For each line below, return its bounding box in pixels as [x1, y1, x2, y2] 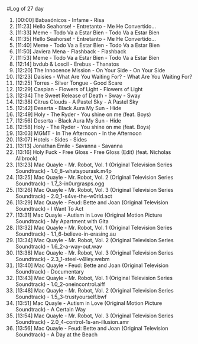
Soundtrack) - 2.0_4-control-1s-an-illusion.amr [15, 319, 129, 325]
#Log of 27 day [7, 5, 44, 12]
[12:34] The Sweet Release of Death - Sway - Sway [15, 92, 141, 99]
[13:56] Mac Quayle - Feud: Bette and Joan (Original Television [15, 325, 168, 332]
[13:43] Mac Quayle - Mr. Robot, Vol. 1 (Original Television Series [15, 275, 173, 281]
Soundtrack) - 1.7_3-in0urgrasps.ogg [15, 180, 105, 187]
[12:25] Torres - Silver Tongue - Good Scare [15, 79, 123, 86]
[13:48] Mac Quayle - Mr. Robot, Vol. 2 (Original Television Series [15, 287, 174, 294]
